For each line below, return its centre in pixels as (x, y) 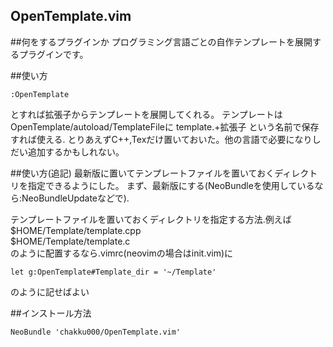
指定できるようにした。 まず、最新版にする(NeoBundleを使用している (171, 185)
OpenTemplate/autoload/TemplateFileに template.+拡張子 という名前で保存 (165, 126)
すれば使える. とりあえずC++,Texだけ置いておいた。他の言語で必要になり (161, 139)
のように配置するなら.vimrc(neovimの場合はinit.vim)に (122, 253)
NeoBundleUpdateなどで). (75, 198)
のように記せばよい (50, 291)
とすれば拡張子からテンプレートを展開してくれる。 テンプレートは (146, 114)
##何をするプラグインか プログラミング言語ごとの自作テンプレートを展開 (161, 41)
